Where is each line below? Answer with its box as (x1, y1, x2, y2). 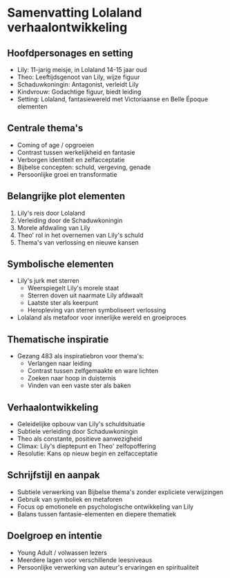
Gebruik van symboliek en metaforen (17, 495, 123, 503)
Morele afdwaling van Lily (17, 223, 91, 231)
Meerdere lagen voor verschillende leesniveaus (17, 556, 153, 564)
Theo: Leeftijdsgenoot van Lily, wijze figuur (17, 73, 140, 81)
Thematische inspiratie (7, 333, 109, 345)
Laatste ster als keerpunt (27, 299, 99, 307)
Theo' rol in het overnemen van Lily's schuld (17, 231, 144, 239)
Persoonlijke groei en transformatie (17, 170, 117, 178)
